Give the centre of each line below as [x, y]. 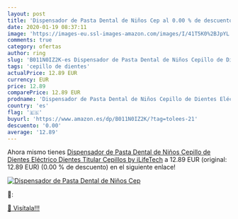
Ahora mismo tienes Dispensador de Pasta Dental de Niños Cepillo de [109, 152]
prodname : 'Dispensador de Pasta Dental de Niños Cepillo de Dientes [112, 100]
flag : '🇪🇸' [25, 112]
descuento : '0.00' [34, 125]
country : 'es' [28, 106]
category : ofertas [34, 47]
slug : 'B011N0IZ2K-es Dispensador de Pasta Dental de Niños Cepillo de [115, 60]
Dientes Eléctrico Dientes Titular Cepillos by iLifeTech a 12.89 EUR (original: [117, 160]
